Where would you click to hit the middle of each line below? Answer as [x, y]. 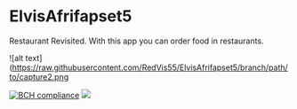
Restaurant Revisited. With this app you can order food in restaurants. [136, 41]
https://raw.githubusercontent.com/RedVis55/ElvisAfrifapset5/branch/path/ [150, 67]
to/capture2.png [39, 76]
